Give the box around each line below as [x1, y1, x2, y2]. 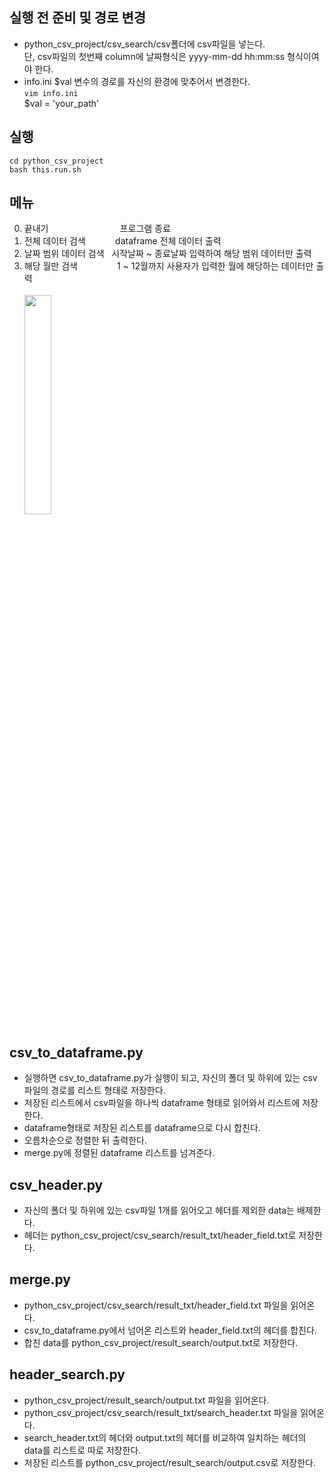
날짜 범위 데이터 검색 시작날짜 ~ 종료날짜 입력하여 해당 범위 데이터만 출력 [23, 248, 312, 260]
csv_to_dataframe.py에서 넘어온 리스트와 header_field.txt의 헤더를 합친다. [23, 1324, 317, 1336]
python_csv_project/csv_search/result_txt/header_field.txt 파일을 [23, 1299, 289, 1311]
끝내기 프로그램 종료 [23, 223, 171, 235]
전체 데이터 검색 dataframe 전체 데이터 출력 [23, 235, 222, 247]
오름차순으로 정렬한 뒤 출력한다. [23, 1134, 147, 1147]
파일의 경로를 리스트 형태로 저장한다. [23, 1084, 166, 1097]
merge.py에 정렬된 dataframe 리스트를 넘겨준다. [23, 1147, 216, 1159]
